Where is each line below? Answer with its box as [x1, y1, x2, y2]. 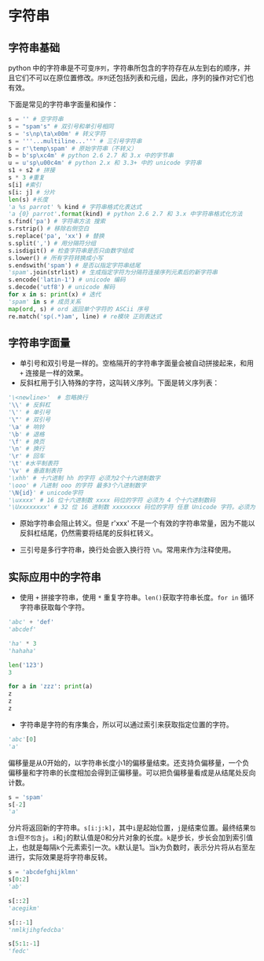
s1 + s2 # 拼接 [8, 167, 56, 174]
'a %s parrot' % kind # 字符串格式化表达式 [8, 203, 142, 211]
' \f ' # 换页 [8, 438, 45, 446]
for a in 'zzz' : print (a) [8, 683, 93, 691]
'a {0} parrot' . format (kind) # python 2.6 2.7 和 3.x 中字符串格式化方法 [8, 210, 243, 218]
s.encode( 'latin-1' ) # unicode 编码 [8, 276, 126, 284]
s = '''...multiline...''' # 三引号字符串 [8, 137, 142, 145]
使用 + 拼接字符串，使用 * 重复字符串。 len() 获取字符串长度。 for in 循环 [19, 592, 255, 602]
